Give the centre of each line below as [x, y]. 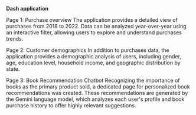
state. [13, 69]
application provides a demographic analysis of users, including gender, [94, 56]
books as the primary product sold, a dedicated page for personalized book [98, 87]
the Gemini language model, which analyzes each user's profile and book [95, 99]
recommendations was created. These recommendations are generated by [97, 93]
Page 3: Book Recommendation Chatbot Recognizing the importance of [93, 80]
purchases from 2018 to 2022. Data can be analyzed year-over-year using [97, 26]
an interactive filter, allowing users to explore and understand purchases [94, 32]
